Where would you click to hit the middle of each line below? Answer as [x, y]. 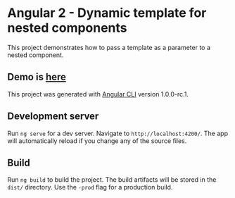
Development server [53, 117]
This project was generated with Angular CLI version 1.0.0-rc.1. [98, 94]
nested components [68, 28]
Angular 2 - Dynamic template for [107, 13]
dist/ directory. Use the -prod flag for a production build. [90, 187]
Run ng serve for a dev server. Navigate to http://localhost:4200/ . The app [118, 133]
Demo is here [37, 77]
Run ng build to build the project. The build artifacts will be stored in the [112, 180]
